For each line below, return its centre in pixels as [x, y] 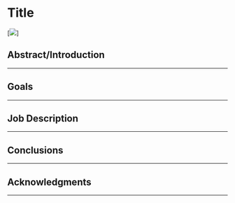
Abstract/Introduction [56, 55]
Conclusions [35, 150]
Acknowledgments [50, 182]
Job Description [43, 118]
